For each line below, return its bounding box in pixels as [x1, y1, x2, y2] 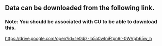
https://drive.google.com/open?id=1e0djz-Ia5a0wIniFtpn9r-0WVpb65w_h [5, 35, 152, 41]
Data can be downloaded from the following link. [5, 4, 155, 12]
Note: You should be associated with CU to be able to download [5, 18, 158, 25]
